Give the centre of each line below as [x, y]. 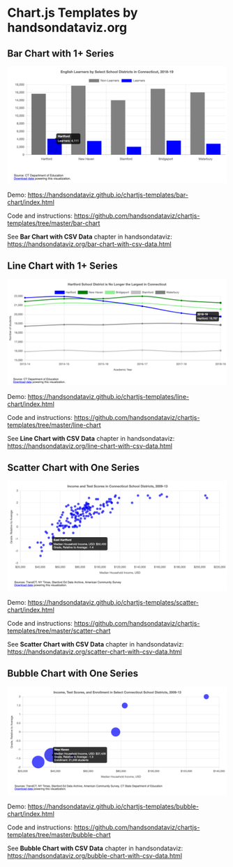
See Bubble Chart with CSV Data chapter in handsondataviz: [95, 848]
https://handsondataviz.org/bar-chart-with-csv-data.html [90, 244]
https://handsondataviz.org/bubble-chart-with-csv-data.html [95, 855]
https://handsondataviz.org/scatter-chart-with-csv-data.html [95, 651]
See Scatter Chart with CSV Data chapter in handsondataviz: [96, 644]
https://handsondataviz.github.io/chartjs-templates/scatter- [113, 602]
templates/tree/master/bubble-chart [59, 834]
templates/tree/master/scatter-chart [59, 631]
